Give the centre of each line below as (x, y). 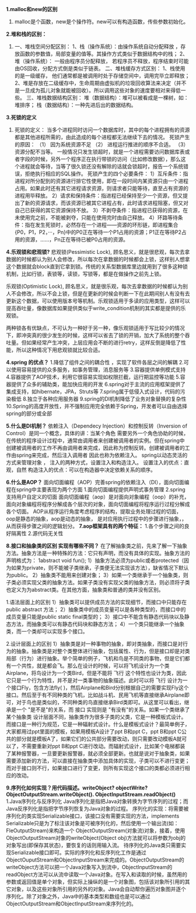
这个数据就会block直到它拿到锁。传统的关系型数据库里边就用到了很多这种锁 (97, 266)
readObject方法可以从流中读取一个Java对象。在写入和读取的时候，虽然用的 (97, 874)
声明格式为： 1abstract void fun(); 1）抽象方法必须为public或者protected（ (95, 560)
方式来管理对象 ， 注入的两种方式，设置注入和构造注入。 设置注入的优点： (95, 462)
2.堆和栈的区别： (27, 34)
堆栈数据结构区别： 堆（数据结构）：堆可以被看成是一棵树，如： (113, 98)
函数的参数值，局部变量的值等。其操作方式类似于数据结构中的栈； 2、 (104, 54)
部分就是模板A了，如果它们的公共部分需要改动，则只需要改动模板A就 (99, 739)
